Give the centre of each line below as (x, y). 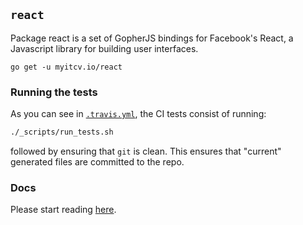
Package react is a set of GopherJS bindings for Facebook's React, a (152, 38)
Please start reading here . (63, 210)
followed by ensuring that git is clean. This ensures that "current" (146, 151)
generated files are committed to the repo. (97, 161)
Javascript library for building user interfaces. (104, 48)
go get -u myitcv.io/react (66, 67)
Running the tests (54, 92)
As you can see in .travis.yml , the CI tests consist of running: (138, 114)
